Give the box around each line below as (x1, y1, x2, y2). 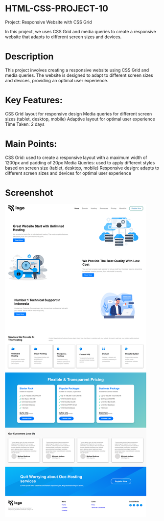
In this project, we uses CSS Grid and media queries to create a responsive (5, 28, 156, 34)
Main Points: (5, 138, 57, 149)
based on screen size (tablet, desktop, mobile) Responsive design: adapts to (5, 165, 160, 171)
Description (5, 51, 54, 62)
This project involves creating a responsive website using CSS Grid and (5, 67, 149, 73)
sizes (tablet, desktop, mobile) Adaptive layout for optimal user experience (5, 116, 155, 122)
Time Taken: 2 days (5, 121, 45, 127)
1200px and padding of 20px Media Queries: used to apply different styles (5, 159, 155, 165)
